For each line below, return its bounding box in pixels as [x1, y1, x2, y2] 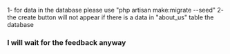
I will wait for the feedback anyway [7, 37, 126, 47]
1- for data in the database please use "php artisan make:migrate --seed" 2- [7, 6, 224, 14]
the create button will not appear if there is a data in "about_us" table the [7, 13, 214, 21]
